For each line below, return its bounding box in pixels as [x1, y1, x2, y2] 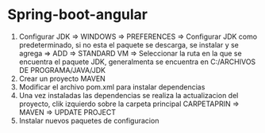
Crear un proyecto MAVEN [18, 74, 106, 83]
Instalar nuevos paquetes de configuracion [18, 116, 159, 125]
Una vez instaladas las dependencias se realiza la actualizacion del [18, 90, 239, 100]
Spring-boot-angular [7, 6, 148, 24]
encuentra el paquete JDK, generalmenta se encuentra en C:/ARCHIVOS [18, 57, 256, 66]
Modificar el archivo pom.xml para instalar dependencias [18, 82, 205, 92]
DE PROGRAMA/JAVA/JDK [18, 65, 106, 74]
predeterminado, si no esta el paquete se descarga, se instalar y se [18, 40, 239, 49]
